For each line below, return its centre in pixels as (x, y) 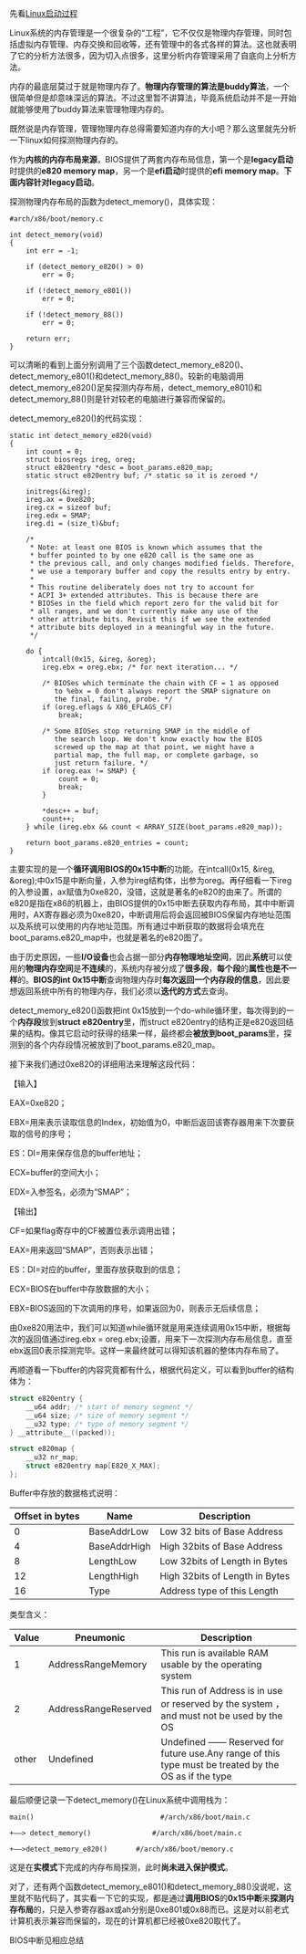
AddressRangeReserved (100, 1708)
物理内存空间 (50, 968)
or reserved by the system (217, 1703)
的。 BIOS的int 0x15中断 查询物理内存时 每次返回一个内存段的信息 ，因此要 (154, 980)
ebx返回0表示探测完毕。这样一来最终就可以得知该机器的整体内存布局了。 (147, 1350)
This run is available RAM (214, 1653)
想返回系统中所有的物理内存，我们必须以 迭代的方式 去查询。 (121, 991)
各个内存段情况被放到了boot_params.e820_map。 (127, 1045)
